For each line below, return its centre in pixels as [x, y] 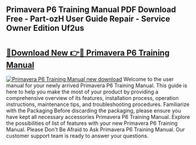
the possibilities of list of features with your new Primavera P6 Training [92, 123]
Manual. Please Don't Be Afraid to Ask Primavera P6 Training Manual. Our [96, 129]
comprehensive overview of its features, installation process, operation [92, 98]
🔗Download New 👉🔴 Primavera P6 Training [88, 53]
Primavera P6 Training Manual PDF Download [91, 10]
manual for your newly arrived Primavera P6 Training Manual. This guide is [97, 86]
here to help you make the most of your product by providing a [82, 92]
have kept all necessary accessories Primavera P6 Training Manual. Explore [98, 117]
